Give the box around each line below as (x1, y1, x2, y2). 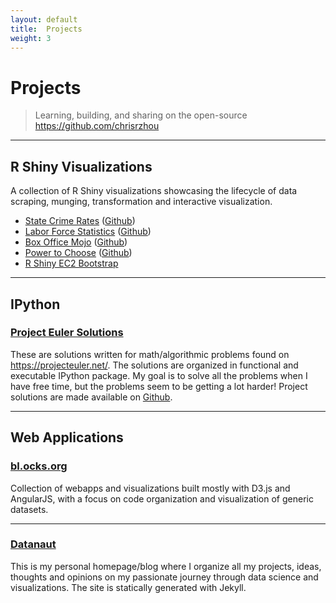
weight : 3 (10, 33, 52, 43)
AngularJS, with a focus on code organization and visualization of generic (10, 492, 314, 505)
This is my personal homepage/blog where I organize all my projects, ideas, (10, 560, 322, 572)
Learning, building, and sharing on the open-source (34, 109, 248, 121)
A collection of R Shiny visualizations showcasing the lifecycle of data (10, 185, 298, 197)
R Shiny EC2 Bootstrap (24, 257, 119, 270)
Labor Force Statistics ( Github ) (24, 226, 152, 238)
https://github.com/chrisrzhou (34, 120, 160, 132)
